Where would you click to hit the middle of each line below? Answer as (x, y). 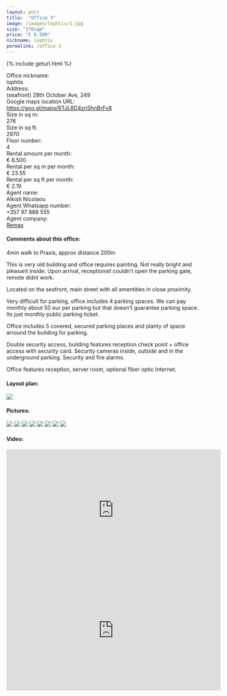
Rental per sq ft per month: (40, 179)
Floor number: (24, 140)
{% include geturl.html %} (39, 63)
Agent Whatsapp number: (39, 205)
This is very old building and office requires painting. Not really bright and (99, 264)
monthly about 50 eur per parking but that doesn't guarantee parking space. (102, 308)
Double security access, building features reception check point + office (98, 345)
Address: (18, 88)
